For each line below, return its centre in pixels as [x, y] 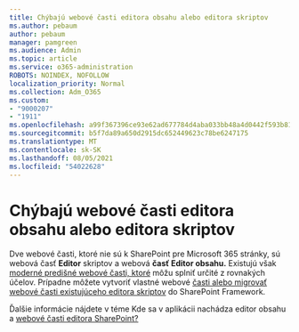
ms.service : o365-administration [71, 68]
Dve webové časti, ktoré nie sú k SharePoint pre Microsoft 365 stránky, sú [145, 254]
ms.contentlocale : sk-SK [55, 150]
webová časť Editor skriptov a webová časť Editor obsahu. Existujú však [143, 263]
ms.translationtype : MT [53, 142]
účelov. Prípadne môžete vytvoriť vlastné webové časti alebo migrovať [138, 282]
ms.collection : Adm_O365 [55, 92]
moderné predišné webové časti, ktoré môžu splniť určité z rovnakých [137, 273]
